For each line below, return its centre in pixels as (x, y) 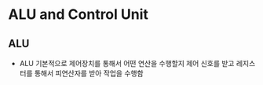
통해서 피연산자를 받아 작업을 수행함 (89, 73)
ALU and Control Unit (79, 15)
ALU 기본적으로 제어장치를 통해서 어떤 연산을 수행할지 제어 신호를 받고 (127, 63)
